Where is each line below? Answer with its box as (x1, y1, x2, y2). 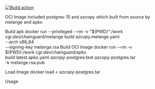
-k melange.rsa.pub (5, 60, 45, 65)
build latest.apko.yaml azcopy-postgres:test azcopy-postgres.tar (5, 54, 136, 60)
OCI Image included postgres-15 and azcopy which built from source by (5, 14, 151, 19)
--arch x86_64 (5, 39, 34, 45)
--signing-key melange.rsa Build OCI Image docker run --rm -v (5, 44, 132, 50)
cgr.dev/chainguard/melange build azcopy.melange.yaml (5, 34, 120, 39)
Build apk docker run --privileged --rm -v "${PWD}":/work (5, 29, 124, 34)
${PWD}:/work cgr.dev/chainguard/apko (5, 49, 87, 55)
